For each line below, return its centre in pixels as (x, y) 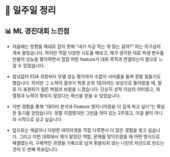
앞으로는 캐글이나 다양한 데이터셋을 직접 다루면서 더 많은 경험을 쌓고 (79, 130)
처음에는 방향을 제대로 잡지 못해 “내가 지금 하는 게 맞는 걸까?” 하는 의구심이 (86, 46)
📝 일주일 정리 (31, 10)
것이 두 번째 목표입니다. (35, 149)
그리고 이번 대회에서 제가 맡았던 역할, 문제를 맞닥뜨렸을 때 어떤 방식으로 (90, 137)
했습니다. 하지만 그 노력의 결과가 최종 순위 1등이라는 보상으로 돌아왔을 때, (84, 83)
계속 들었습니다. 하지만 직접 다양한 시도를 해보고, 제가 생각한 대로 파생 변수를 (88, 53)
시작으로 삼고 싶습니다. (40, 119)
